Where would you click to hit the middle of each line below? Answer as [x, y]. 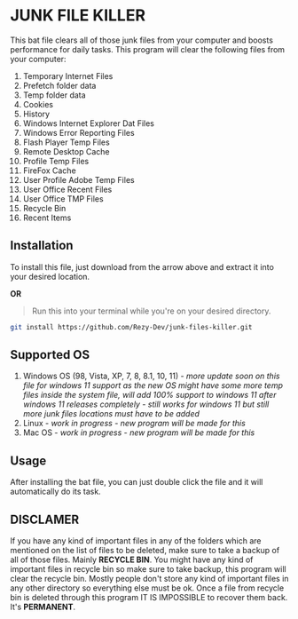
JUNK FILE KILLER [78, 16]
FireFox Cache [49, 171]
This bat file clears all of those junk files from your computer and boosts [142, 40]
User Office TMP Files [63, 198]
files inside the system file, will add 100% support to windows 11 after [149, 395]
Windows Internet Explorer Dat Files [88, 123]
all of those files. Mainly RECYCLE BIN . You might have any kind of [132, 559]
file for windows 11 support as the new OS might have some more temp [153, 385]
